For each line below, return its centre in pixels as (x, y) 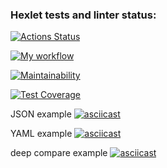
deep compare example (59, 153)
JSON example (41, 114)
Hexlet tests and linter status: (83, 15)
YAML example (41, 134)
